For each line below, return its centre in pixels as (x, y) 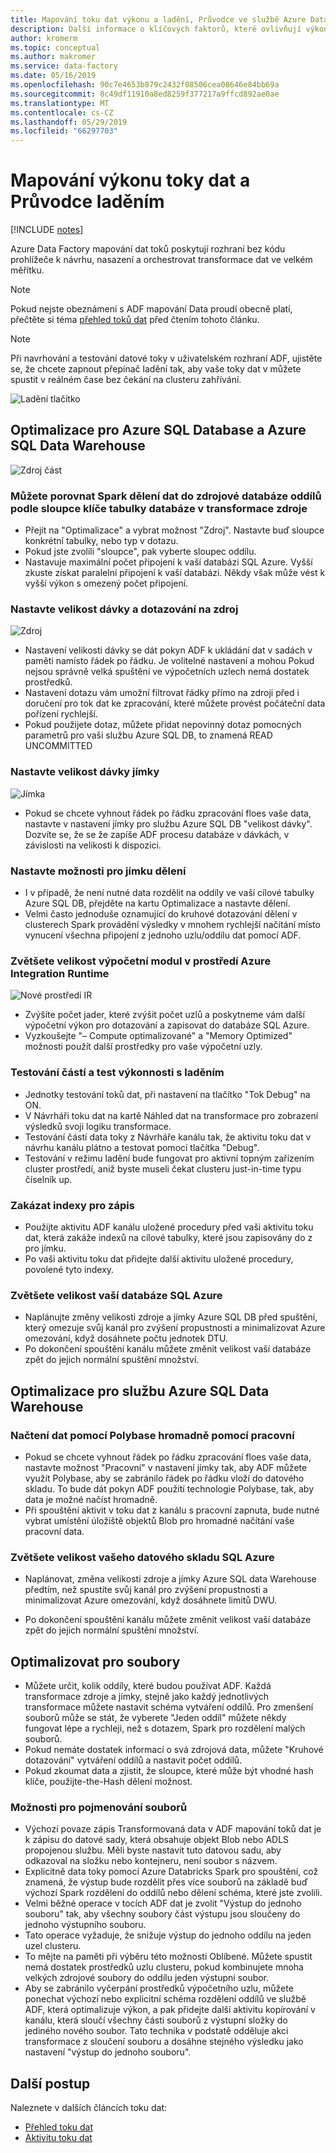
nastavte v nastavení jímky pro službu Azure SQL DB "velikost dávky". (168, 823)
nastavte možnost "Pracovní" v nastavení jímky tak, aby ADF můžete (166, 1467)
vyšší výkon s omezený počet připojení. (106, 583)
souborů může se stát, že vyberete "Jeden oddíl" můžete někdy (155, 1718)
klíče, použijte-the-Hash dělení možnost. (108, 1782)
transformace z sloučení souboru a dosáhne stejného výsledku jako (164, 2042)
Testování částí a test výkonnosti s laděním (117, 1073)
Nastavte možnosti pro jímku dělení (98, 871)
